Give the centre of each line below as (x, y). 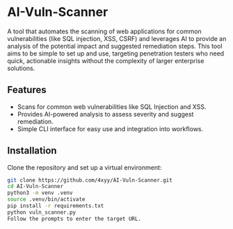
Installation (32, 151)
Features (27, 90)
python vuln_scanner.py (42, 212)
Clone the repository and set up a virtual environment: (85, 167)
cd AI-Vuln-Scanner (35, 187)
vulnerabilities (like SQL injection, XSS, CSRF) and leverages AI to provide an (117, 38)
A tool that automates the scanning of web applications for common (104, 31)
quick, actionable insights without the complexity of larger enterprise (106, 60)
